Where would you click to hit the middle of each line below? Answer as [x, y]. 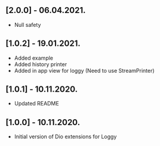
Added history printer [40, 64]
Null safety [27, 24]
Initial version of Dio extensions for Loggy [65, 136]
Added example [34, 58]
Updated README [36, 104]
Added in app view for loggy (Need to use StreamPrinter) [84, 70]
